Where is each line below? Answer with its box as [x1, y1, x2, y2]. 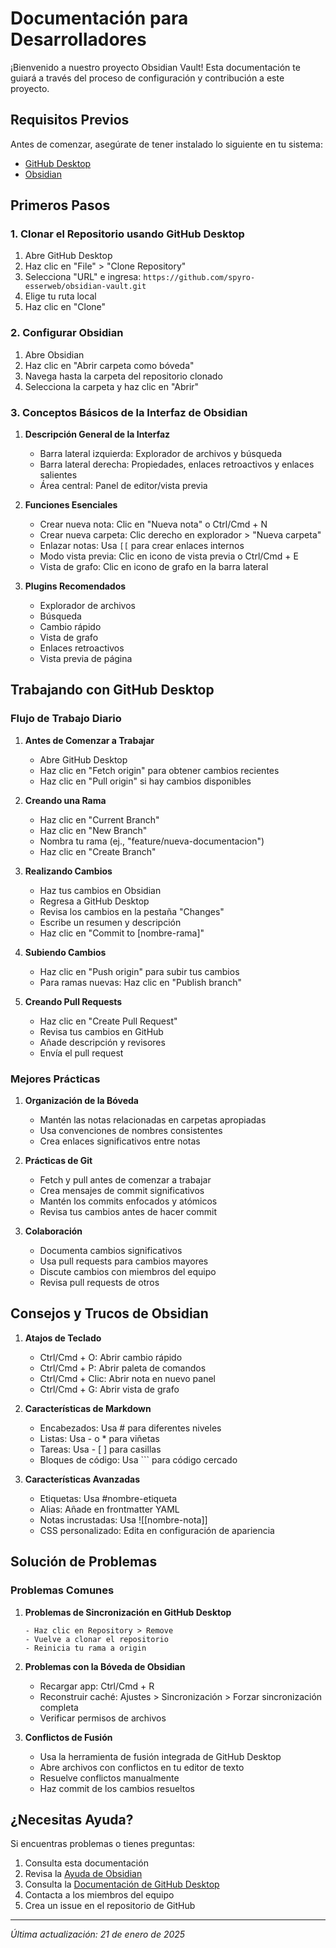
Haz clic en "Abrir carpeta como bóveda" [24, 359, 195, 371]
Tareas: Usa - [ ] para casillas [39, 1443, 162, 1455]
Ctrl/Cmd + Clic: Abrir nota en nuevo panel [39, 1372, 216, 1384]
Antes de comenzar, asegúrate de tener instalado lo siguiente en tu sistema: [10, 138, 324, 150]
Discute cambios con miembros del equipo [39, 1266, 217, 1278]
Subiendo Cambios [24, 946, 107, 958]
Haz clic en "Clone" [24, 301, 107, 313]
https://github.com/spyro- [143, 273, 256, 283]
